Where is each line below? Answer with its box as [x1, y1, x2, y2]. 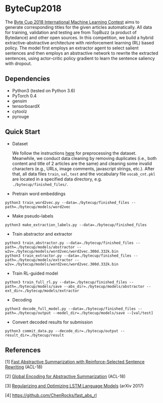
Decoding [12, 297, 32, 302]
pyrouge [12, 113, 29, 120]
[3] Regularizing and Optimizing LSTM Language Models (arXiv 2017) [5, 383, 144, 389]
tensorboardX [12, 103, 40, 109]
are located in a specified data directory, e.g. [12, 176, 102, 182]
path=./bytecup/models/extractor [5, 257, 73, 262]
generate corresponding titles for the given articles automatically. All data [5, 24, 152, 30]
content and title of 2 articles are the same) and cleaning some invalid [12, 161, 152, 166]
